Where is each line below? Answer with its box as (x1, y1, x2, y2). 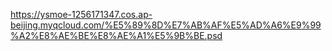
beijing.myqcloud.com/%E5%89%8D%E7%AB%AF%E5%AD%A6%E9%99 (10, 19, 322, 31)
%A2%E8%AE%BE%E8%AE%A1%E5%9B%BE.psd (10, 30, 223, 41)
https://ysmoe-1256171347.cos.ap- (10, 9, 153, 20)
